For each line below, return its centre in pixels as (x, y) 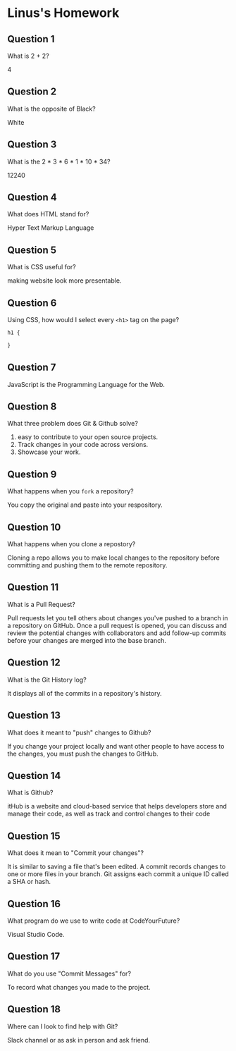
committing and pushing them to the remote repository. (87, 565)
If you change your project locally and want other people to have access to (116, 746)
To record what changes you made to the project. (79, 987)
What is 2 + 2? (28, 56)
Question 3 (32, 145)
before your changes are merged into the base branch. (87, 640)
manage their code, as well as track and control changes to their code (109, 814)
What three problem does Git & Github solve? (73, 424)
